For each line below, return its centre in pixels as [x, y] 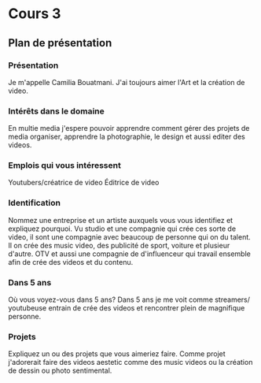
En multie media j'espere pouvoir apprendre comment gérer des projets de [129, 128]
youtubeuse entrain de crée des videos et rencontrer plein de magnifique [127, 308]
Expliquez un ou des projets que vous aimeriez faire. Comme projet [117, 354]
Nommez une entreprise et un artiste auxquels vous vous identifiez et [121, 220]
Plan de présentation [60, 43]
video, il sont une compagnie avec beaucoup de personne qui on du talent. [130, 236]
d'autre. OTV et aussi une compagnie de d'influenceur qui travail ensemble [130, 254]
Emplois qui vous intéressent [65, 165]
